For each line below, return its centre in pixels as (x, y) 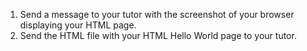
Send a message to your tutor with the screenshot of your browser (157, 14)
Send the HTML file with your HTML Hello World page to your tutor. (158, 35)
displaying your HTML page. (78, 25)
